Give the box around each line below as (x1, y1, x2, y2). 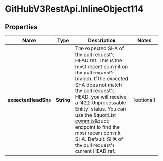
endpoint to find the (75, 124, 120, 130)
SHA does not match (75, 81, 122, 88)
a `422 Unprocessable (75, 100, 126, 106)
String (55, 97, 70, 103)
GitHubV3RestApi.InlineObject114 (5, 3, 144, 15)
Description (88, 37, 116, 44)
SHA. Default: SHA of (75, 136, 123, 142)
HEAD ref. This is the (75, 57, 122, 64)
